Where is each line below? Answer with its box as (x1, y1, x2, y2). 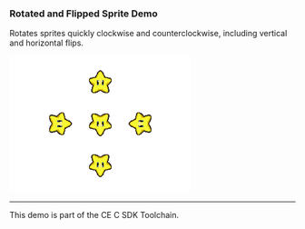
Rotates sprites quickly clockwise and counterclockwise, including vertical (9, 28, 288, 39)
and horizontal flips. (9, 37, 84, 48)
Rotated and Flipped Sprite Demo (9, 7, 158, 20)
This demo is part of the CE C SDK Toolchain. (9, 210, 180, 221)
